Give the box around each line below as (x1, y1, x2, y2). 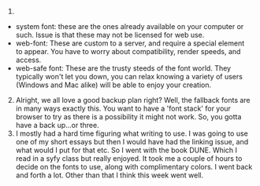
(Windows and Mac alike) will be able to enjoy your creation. (15, 80, 212, 89)
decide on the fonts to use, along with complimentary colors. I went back (15, 162, 253, 171)
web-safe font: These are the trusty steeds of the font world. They (15, 64, 231, 73)
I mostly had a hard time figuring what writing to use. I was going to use (15, 129, 248, 138)
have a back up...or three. (15, 121, 100, 129)
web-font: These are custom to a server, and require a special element (15, 38, 245, 48)
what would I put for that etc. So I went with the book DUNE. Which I (15, 145, 238, 155)
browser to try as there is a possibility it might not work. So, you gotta (15, 112, 242, 121)
